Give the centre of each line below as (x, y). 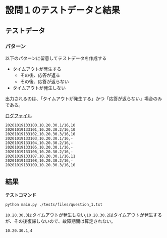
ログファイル (18, 115)
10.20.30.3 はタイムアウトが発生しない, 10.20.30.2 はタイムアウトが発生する (84, 215)
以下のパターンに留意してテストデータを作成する (56, 58)
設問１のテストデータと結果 (63, 10)
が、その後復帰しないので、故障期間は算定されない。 (61, 221)
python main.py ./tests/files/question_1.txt (54, 204)
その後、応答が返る (40, 75)
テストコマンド (21, 195)
